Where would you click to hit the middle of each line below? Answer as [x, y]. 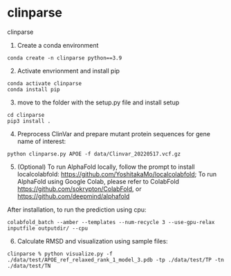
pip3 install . [29, 121]
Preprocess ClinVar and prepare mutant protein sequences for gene [114, 134]
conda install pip [34, 89]
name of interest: [41, 141]
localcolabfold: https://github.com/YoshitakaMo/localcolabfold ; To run [117, 174]
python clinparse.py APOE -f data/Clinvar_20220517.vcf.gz [94, 154]
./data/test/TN [29, 266]
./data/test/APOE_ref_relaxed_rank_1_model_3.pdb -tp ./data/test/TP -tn [116, 260]
